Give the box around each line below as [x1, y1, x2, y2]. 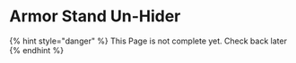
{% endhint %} [9, 44, 65, 55]
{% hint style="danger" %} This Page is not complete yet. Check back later [9, 35, 287, 46]
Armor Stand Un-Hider [9, 6, 181, 27]
